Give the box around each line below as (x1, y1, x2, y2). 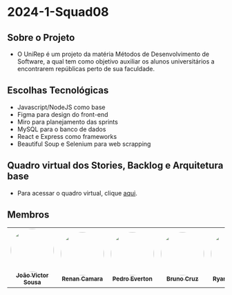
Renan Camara (61, 275, 104, 283)
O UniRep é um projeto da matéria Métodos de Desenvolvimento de (17, 50, 210, 58)
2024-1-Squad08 (7, 4, 109, 20)
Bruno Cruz (166, 275, 199, 283)
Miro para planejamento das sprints (17, 117, 119, 126)
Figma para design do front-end (17, 110, 108, 118)
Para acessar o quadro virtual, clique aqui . (17, 189, 138, 197)
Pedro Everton (112, 275, 153, 283)
